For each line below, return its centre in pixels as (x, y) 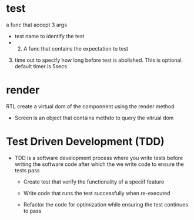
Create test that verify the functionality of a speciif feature (94, 182)
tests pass (27, 170)
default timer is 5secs (41, 66)
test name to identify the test (49, 36)
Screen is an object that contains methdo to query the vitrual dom (94, 118)
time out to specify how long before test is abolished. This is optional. (99, 60)
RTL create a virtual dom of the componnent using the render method (90, 106)
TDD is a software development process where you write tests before (99, 158)
